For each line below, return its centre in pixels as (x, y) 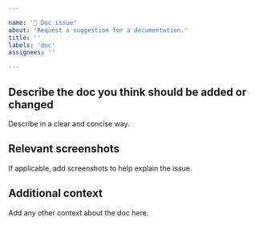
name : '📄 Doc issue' (43, 22)
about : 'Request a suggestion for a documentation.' (98, 30)
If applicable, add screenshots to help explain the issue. (100, 168)
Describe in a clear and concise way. (69, 123)
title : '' (25, 38)
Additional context (55, 193)
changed (31, 104)
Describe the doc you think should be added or (127, 92)
